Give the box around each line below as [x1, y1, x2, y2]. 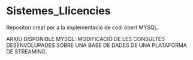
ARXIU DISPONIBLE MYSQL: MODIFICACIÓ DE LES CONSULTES [6, 35, 165, 42]
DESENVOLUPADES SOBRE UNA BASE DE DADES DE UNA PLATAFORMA [6, 42, 187, 49]
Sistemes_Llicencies [6, 4, 111, 18]
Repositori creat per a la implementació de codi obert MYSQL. [6, 24, 159, 31]
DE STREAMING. [6, 48, 47, 55]
